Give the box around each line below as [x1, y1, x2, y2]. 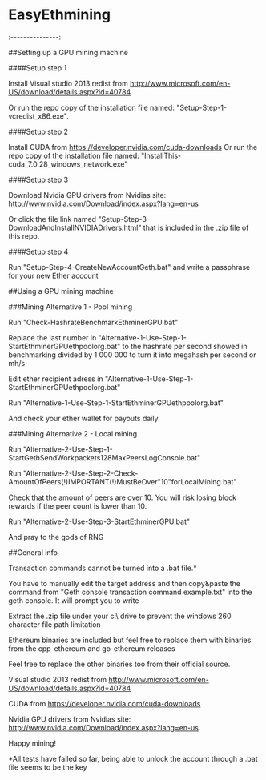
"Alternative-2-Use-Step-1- [22, 444, 114, 454]
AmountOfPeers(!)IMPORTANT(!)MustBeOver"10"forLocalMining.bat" [8, 476, 237, 486]
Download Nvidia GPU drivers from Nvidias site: [8, 190, 167, 199]
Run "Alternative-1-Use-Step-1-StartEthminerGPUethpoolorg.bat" [8, 398, 224, 408]
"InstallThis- [141, 151, 182, 160]
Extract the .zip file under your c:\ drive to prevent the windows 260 [8, 611, 232, 621]
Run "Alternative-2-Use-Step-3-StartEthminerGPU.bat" [8, 517, 191, 526]
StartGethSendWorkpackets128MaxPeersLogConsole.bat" [8, 452, 201, 462]
